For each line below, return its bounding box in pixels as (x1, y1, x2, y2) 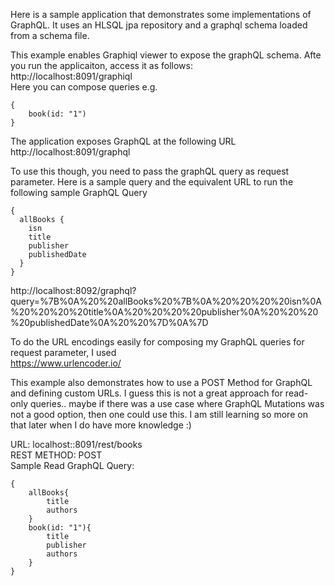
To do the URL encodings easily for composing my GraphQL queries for (10, 336, 305, 348)
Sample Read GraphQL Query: (10, 460, 135, 471)
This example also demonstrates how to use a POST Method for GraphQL (10, 377, 313, 388)
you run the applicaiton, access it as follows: (10, 60, 193, 71)
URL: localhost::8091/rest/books (10, 439, 143, 450)
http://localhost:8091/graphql (10, 146, 131, 158)
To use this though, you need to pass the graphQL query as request (10, 165, 290, 177)
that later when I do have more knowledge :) (10, 419, 192, 431)
